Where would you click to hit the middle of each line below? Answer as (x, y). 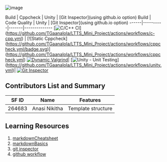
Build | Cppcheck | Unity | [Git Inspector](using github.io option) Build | (78, 17)
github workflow (29, 154)
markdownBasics (30, 143)
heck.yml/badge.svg (26, 49)
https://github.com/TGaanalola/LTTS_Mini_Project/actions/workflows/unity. (84, 65)
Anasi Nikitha (48, 108)
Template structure (90, 108)
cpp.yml (13, 38)
